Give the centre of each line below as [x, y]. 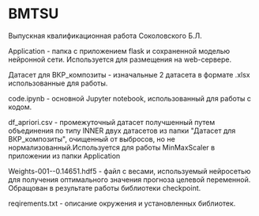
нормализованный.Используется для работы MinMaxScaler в [112, 147]
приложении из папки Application [64, 156]
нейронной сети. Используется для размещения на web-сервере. [120, 59]
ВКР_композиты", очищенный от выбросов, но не [92, 138]
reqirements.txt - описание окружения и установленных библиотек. [122, 203]
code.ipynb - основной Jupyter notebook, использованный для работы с [129, 98]
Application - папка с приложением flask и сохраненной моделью [119, 51]
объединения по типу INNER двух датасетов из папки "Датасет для [122, 131]
